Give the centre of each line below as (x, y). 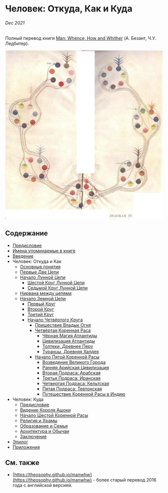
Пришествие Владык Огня (63, 325)
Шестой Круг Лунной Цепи (56, 282)
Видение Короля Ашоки (45, 410)
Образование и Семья (44, 426)
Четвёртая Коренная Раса (63, 330)
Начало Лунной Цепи (43, 277)
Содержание (27, 234)
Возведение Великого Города (74, 362)
